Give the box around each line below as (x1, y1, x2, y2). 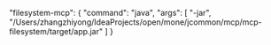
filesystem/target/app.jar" (9, 26, 104, 36)
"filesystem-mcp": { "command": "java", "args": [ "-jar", (9, 8, 212, 18)
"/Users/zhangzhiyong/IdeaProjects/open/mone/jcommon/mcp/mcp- (9, 17, 263, 27)
